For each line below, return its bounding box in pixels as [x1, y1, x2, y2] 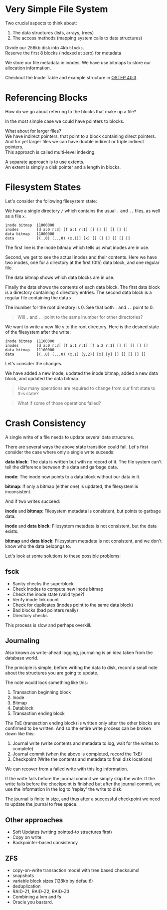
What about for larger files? [5, 128, 61, 134]
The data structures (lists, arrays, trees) [12, 29, 94, 35]
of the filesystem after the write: [5, 329, 71, 335]
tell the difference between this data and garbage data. [5, 464, 118, 470]
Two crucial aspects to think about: [5, 20, 77, 26]
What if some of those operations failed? [17, 400, 101, 406]
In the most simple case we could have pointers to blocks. [5, 118, 125, 124]
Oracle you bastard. [12, 899, 53, 905]
